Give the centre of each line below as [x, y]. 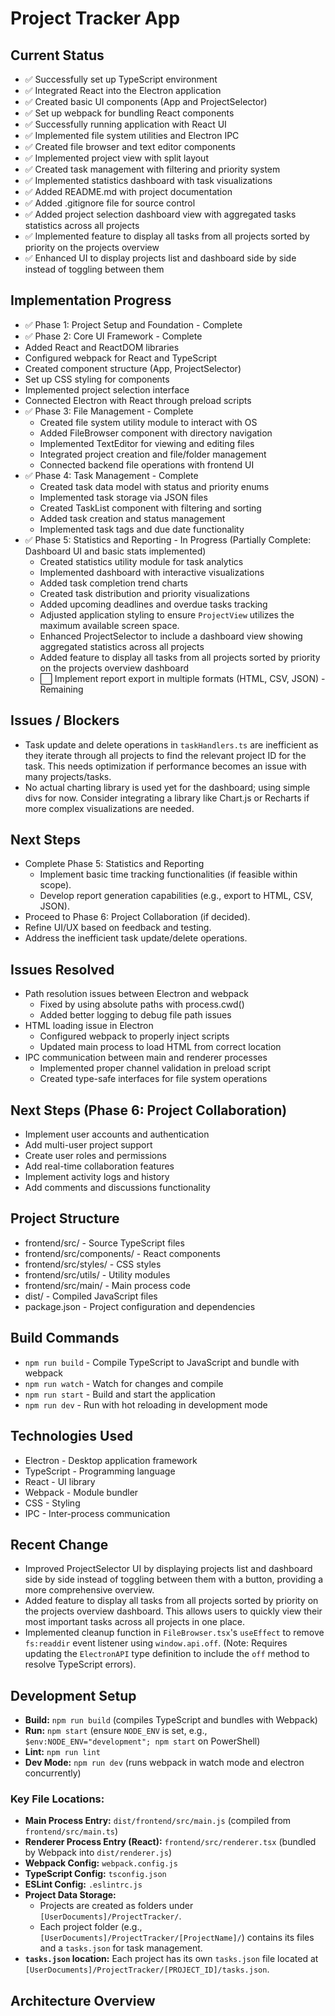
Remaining [61, 689]
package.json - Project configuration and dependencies [140, 1306]
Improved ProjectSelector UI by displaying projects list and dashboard [168, 1569]
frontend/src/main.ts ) [71, 1831]
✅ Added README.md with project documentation [128, 191]
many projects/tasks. [68, 776]
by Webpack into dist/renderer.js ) [98, 1853]
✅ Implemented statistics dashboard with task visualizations [148, 180]
